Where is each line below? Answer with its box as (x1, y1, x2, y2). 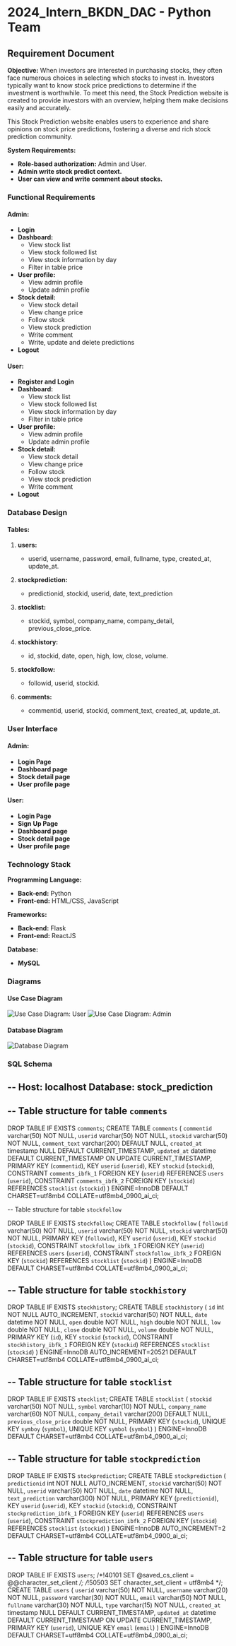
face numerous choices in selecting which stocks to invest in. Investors (7, 73, 215, 82)
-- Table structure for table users (7, 1552, 153, 1564)
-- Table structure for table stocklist (7, 1375, 172, 1388)
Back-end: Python (17, 889, 72, 898)
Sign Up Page (17, 819, 59, 827)
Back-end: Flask (17, 924, 66, 932)
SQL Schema (7, 1059, 53, 1069)
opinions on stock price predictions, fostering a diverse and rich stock (7, 125, 211, 133)
